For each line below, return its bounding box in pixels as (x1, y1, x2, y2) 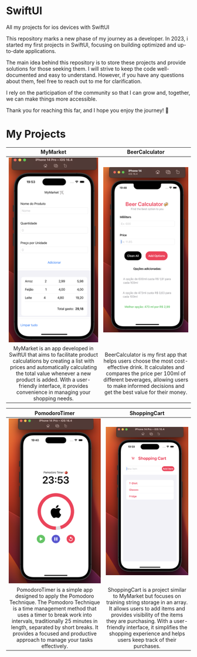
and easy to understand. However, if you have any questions (38, 71, 185, 78)
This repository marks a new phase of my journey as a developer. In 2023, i (6, 35, 188, 42)
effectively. (41, 642, 69, 649)
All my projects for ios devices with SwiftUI (6, 24, 110, 31)
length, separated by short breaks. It (11, 623, 98, 631)
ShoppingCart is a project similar (107, 586, 186, 593)
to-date (6, 47, 25, 54)
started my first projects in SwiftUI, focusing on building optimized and (6, 41, 176, 48)
